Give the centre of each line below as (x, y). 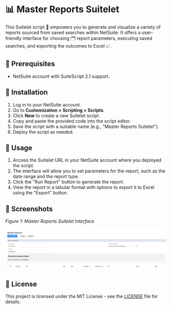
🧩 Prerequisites (30, 64)
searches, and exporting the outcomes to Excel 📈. (59, 46)
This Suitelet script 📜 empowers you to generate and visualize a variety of (83, 27)
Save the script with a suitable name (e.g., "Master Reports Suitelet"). (86, 126)
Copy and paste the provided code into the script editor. (72, 121)
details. (13, 301)
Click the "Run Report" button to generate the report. (68, 182)
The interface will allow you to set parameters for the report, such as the (89, 171)
